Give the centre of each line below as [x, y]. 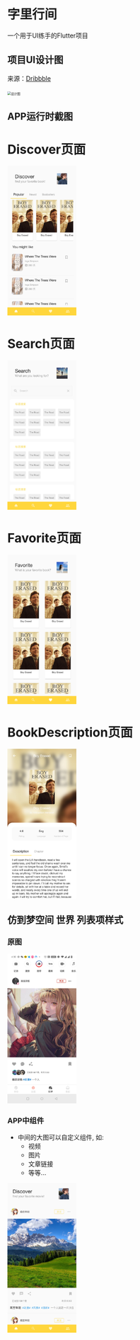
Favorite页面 [44, 538]
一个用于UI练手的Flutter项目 [48, 35]
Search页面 [41, 344]
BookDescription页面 [70, 732]
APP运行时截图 [40, 117]
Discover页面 [47, 150]
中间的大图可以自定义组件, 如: [60, 1137]
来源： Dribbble [29, 78]
